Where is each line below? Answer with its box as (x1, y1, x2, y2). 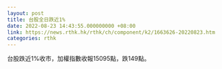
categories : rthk (7, 35, 57, 42)
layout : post (7, 9, 44, 17)
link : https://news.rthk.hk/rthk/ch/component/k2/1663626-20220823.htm (7, 28, 215, 36)
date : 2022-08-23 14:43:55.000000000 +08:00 (7, 22, 136, 29)
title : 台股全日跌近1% (7, 16, 66, 23)
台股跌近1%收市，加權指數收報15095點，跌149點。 (7, 55, 150, 63)
